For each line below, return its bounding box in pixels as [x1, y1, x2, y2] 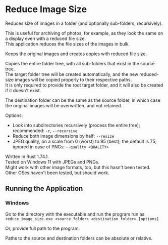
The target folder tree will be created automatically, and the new [5, 71, 139, 77]
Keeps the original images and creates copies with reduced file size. [5, 51, 147, 57]
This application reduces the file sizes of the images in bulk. [5, 40, 130, 47]
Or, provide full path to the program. [5, 225, 80, 231]
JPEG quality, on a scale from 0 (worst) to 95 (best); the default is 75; [12, 138, 157, 144]
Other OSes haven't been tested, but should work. [5, 170, 109, 176]
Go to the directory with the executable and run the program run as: [5, 211, 146, 217]
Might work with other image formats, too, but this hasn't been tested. [5, 164, 151, 170]
